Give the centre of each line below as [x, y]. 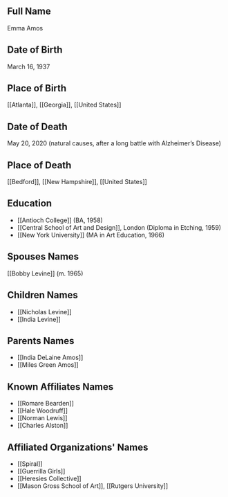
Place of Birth [37, 88]
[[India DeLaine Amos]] [50, 358]
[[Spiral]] [30, 464]
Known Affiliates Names [60, 387]
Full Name [29, 11]
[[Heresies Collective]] [49, 478]
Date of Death [37, 126]
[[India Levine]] [39, 319]
